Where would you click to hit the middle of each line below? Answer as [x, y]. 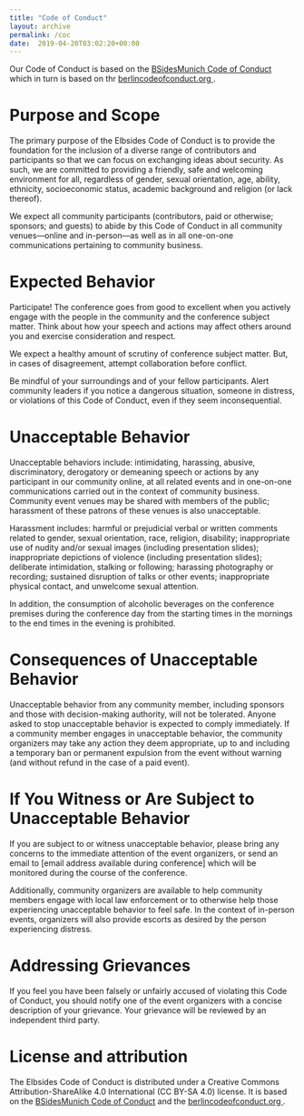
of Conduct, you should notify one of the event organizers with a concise [146, 1000]
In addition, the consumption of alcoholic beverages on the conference [142, 604]
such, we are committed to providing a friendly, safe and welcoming [136, 170]
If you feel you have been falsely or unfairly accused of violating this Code [148, 990]
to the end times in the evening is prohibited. [93, 623]
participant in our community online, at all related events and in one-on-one [151, 482]
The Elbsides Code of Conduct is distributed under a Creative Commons [144, 1081]
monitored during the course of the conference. [98, 872]
